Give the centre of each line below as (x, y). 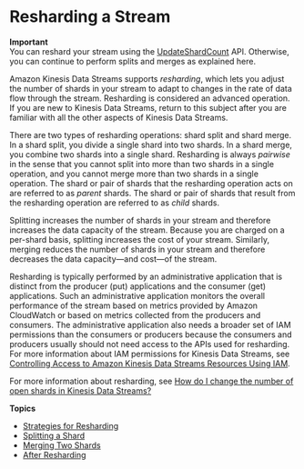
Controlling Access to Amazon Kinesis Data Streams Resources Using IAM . (150, 363)
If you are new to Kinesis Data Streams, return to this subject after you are (148, 107)
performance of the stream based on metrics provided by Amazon (133, 305)
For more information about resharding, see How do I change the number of (152, 381)
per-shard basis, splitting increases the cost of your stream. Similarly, (140, 239)
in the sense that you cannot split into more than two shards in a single (142, 164)
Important (29, 42)
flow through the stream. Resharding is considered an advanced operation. (150, 98)
